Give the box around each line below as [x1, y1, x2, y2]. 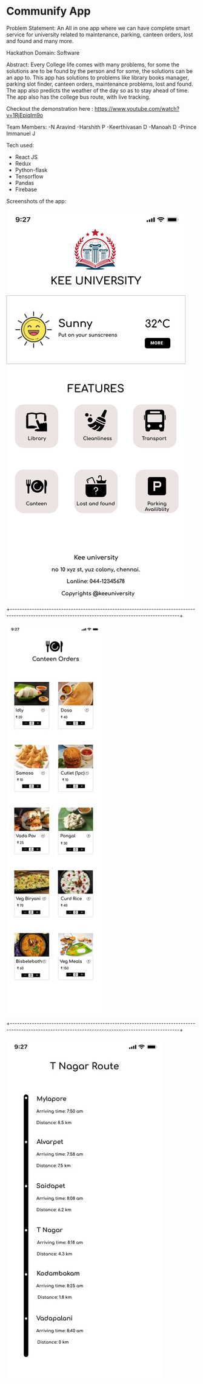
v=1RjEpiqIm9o [6, 111, 44, 119]
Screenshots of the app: [6, 197, 67, 204]
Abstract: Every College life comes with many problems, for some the [6, 61, 180, 68]
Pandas [15, 179, 35, 186]
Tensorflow [15, 172, 44, 180]
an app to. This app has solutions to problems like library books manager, [6, 74, 190, 81]
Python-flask [15, 166, 48, 173]
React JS [15, 153, 38, 161]
